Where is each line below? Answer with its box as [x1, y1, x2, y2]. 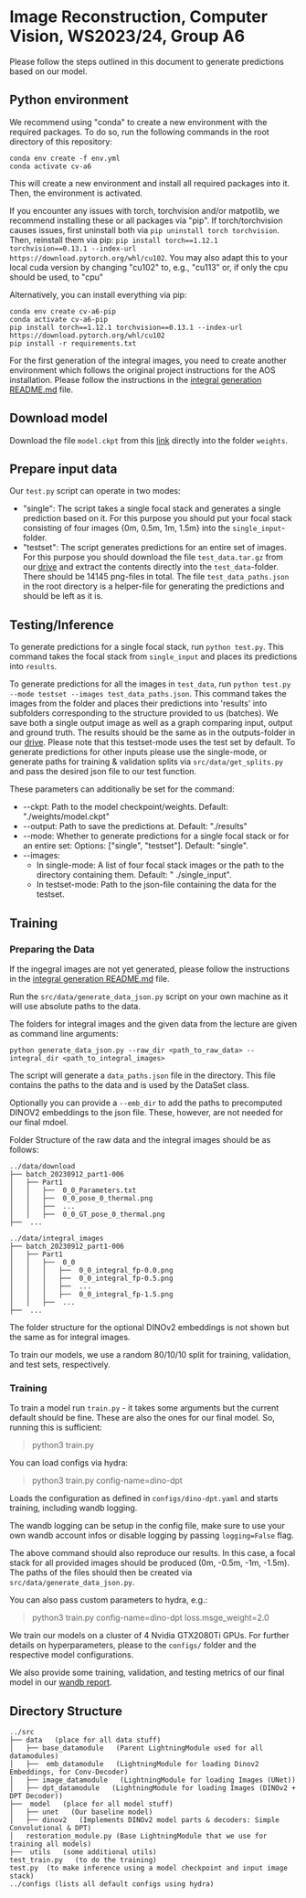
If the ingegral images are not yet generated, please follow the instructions [9, 963, 290, 975]
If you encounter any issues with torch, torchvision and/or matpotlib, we [9, 205, 280, 216]
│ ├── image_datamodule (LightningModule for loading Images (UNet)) [9, 1775, 297, 1785]
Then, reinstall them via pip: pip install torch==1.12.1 [9, 234, 218, 245]
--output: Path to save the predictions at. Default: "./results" [22, 821, 248, 832]
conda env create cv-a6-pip [9, 306, 117, 316]
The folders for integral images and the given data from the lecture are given [9, 1018, 298, 1029]
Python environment [9, 92, 130, 108]
